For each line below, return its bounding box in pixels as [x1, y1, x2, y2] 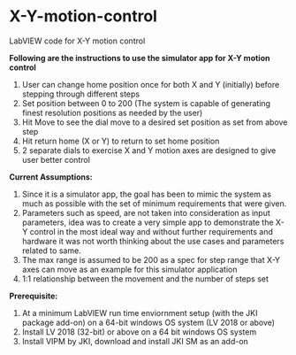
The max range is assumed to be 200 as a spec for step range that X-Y [21, 254, 281, 265]
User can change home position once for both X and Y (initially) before [21, 79, 280, 89]
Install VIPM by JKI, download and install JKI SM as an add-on [21, 336, 249, 346]
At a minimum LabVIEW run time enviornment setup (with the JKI [21, 307, 258, 318]
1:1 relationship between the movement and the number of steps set [21, 273, 269, 284]
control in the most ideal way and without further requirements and [29, 226, 274, 236]
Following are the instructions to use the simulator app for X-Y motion [9, 52, 270, 63]
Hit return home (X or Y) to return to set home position [21, 135, 220, 146]
